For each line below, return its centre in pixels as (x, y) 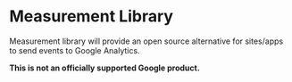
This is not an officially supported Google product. (105, 68)
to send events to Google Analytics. (75, 50)
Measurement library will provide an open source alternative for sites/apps (146, 41)
